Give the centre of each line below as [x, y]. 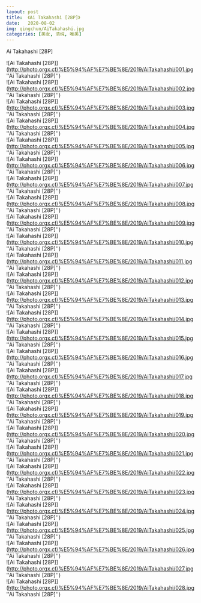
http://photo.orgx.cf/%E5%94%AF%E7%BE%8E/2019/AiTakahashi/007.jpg [101, 185]
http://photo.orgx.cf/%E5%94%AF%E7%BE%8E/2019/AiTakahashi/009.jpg [101, 223]
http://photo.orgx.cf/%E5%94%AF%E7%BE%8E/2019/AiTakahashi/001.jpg [101, 69]
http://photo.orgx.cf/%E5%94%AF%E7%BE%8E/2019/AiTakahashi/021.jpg [101, 454]
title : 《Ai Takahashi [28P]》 [43, 17]
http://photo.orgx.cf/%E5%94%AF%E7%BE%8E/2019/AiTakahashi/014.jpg [101, 319]
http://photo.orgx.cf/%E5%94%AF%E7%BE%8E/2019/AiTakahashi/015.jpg [101, 339]
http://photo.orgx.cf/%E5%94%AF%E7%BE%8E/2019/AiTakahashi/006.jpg [101, 166]
